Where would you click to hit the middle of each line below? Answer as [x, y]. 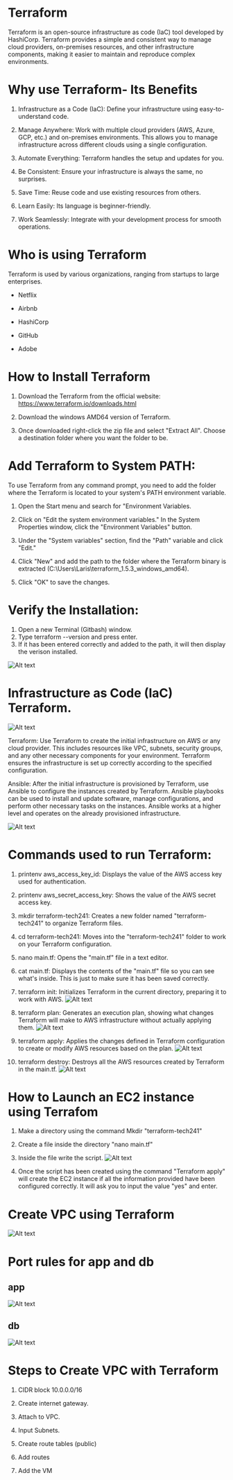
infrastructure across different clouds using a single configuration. [112, 145]
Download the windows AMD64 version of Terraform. [94, 417]
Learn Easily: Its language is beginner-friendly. [84, 206]
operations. [34, 227]
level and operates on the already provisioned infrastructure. [94, 813]
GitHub [28, 335]
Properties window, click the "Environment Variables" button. [105, 527]
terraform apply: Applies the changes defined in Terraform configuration [121, 1041]
